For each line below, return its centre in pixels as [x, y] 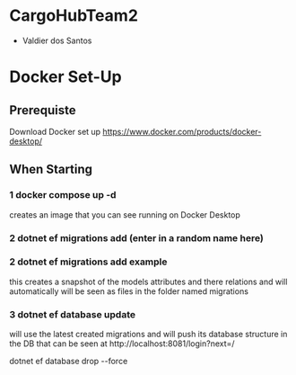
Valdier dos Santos [57, 40]
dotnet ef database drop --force [69, 362]
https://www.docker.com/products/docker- [182, 131]
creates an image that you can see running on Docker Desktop [125, 214]
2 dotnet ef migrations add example [88, 262]
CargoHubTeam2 [74, 16]
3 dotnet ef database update [73, 314]
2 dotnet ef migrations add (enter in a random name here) [137, 237]
